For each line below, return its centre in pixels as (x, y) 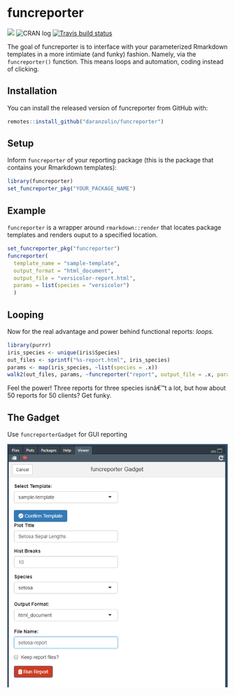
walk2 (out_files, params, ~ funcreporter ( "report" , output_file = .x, (111, 375)
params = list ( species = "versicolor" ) (72, 286)
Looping (26, 315)
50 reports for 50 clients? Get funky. (59, 395)
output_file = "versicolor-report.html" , (75, 278)
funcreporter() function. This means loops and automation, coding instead (115, 62)
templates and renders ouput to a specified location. (83, 235)
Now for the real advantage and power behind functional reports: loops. (111, 331)
